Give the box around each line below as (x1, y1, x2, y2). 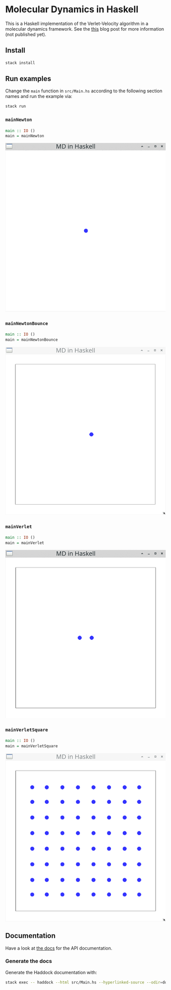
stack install (5, 60, 36, 65)
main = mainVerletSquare (5, 744, 58, 749)
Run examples (5, 75, 51, 83)
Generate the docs (5, 958, 52, 965)
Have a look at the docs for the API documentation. (5, 945, 112, 951)
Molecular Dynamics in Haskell (5, 4, 138, 15)
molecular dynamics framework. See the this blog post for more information (5, 26, 164, 32)
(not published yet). (5, 31, 47, 37)
